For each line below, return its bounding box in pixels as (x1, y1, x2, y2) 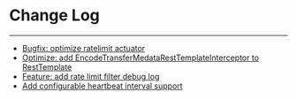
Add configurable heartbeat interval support (21, 81, 183, 91)
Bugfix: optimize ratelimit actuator (21, 42, 146, 53)
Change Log (9, 5, 100, 26)
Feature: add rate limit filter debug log (21, 71, 160, 81)
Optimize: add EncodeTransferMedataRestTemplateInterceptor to (21, 52, 259, 63)
